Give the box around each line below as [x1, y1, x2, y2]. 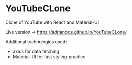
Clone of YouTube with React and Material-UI [5, 19, 99, 25]
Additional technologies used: [5, 38, 67, 45]
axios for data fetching [12, 48, 59, 54]
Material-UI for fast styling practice [12, 53, 86, 60]
